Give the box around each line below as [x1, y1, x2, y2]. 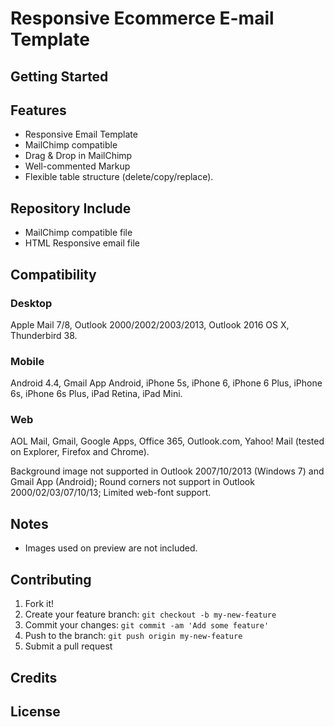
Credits [10, 669, 58, 686]
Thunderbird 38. [10, 329, 78, 341]
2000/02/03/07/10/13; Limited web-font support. [10, 487, 212, 499]
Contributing [10, 571, 92, 588]
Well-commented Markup [24, 160, 131, 172]
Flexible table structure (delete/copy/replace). [24, 171, 214, 183]
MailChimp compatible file [24, 227, 133, 239]
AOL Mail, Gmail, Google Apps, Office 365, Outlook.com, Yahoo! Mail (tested [10, 435, 325, 447]
